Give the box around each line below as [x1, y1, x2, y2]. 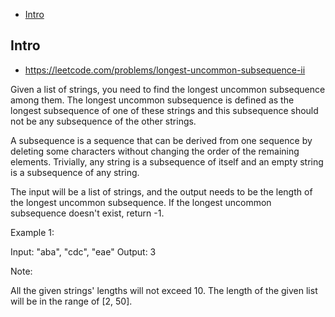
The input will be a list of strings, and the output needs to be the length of [10, 185, 313, 198]
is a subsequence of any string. [10, 166, 140, 178]
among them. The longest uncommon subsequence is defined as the [10, 94, 295, 106]
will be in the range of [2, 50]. [10, 295, 133, 307]
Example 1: [10, 226, 55, 238]
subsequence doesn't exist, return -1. [10, 207, 165, 219]
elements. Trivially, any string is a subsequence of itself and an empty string [10, 155, 324, 168]
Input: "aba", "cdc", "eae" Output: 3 [10, 245, 157, 258]
